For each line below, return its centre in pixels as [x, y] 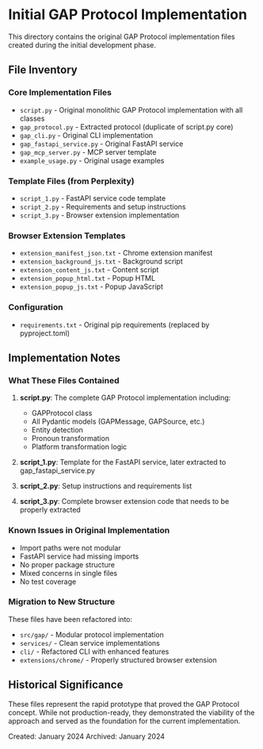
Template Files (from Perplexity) [71, 181]
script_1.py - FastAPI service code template [93, 198]
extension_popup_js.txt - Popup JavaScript [91, 286]
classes [32, 118]
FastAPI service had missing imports [79, 556]
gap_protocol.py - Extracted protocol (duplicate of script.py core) [126, 127]
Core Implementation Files [60, 93]
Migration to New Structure [62, 602]
